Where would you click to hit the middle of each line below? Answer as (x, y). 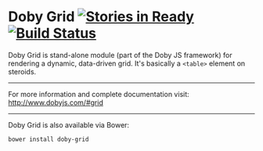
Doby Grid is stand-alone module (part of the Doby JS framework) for (120, 55)
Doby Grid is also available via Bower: (69, 124)
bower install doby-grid (49, 139)
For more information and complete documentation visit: (99, 94)
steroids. (22, 71)
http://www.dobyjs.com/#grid (56, 102)
